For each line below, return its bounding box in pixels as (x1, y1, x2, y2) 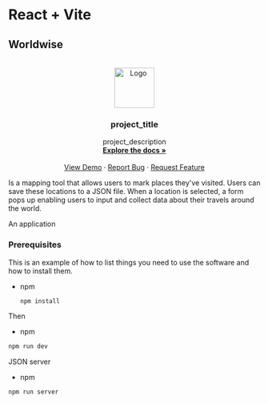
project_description (102, 137, 166, 147)
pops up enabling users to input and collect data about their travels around (8, 195, 254, 205)
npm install (19, 297, 60, 305)
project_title (110, 119, 158, 130)
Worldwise (8, 38, 64, 51)
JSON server (8, 357, 51, 366)
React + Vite (8, 6, 92, 24)
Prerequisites (8, 239, 62, 250)
